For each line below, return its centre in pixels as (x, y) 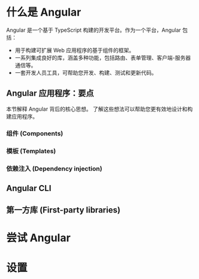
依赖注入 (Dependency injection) (54, 168)
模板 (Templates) (31, 151)
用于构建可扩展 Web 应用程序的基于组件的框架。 (75, 50)
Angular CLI (29, 188)
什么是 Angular (44, 12)
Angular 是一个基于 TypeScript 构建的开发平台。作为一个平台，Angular (94, 30)
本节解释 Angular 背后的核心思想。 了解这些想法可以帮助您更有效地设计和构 (99, 109)
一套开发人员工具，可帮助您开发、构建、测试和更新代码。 (86, 72)
